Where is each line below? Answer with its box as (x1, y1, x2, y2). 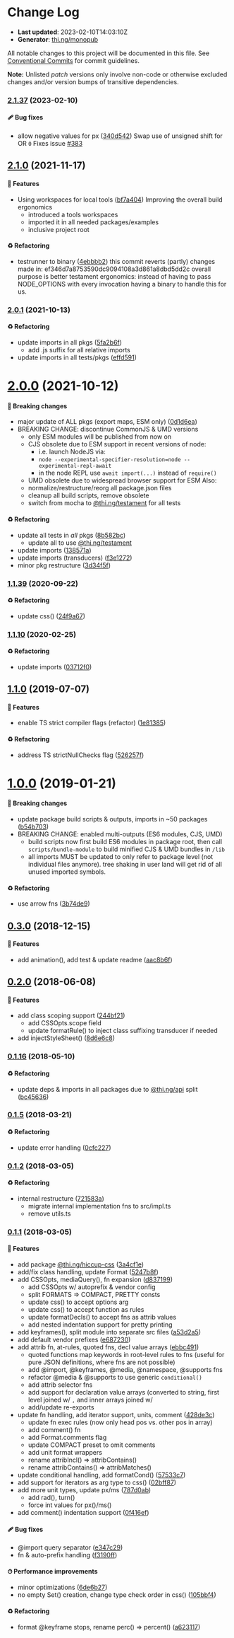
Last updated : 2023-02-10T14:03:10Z (17, 28, 128, 36)
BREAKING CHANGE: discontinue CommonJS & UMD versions (17, 425, 199, 434)
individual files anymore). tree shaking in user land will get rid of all (27, 860, 222, 869)
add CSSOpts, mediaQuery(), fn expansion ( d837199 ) (17, 1275, 173, 1284)
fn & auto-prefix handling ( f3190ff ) (17, 1551, 118, 1559)
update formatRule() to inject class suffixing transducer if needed (27, 1027, 218, 1035)
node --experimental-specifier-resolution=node (38, 456, 181, 463)
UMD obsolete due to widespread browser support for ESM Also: (27, 476, 217, 485)
